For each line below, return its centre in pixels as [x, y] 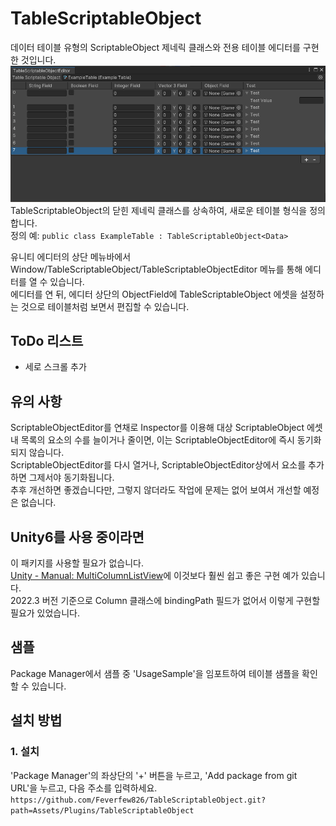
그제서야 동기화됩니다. [71, 478]
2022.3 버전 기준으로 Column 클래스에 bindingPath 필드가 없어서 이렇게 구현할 [165, 601]
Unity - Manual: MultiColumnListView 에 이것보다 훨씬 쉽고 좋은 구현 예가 [155, 576]
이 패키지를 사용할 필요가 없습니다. [77, 563]
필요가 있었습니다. [45, 613]
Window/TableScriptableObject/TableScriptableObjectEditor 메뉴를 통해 [156, 269]
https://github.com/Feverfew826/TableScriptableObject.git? [138, 800]
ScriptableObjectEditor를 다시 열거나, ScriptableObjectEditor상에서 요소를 [158, 465]
